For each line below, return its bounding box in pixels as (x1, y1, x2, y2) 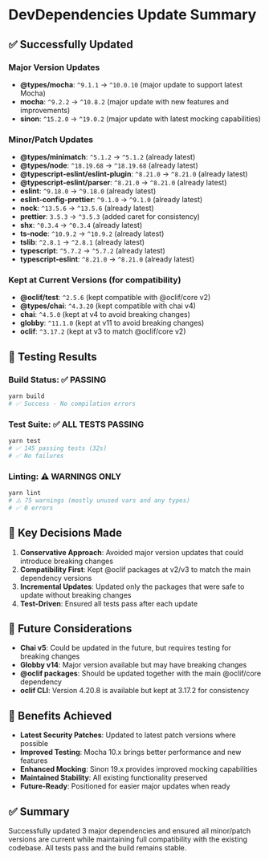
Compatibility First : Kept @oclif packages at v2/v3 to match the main (19, 564, 251, 574)
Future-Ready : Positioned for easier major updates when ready (19, 781, 230, 791)
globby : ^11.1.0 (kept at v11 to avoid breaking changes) (19, 318, 205, 328)
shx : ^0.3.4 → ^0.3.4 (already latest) (19, 221, 143, 230)
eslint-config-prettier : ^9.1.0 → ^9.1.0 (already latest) (19, 195, 203, 205)
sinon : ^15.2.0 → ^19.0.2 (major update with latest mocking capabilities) (19, 114, 261, 124)
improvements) (19, 105, 71, 115)
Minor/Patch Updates (8, 134, 94, 145)
